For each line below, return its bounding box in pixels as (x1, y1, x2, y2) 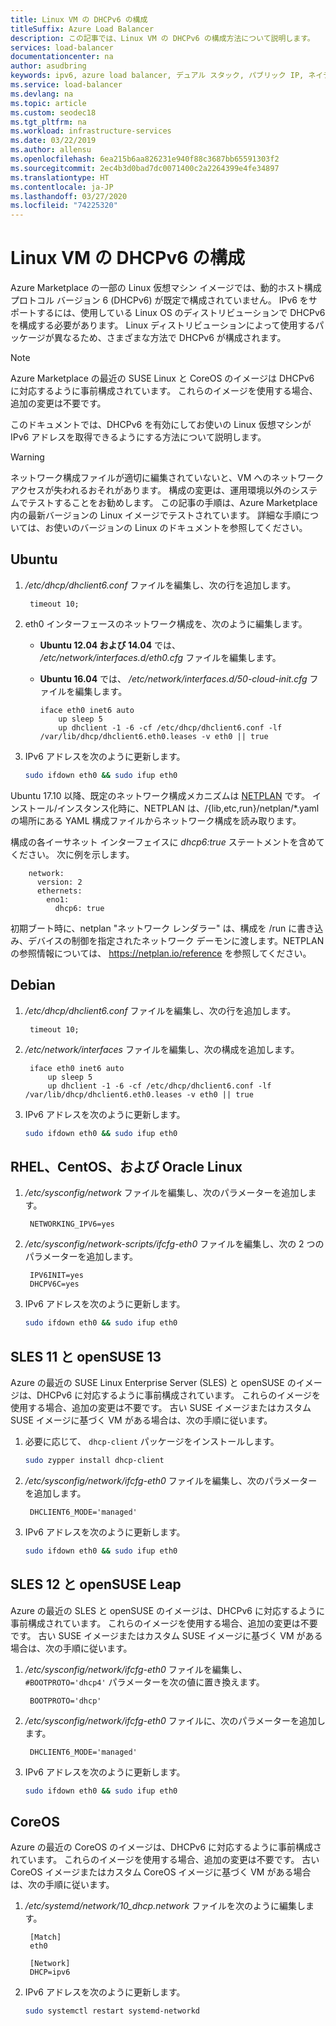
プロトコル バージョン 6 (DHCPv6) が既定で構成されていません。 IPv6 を (10, 294, 309, 306)
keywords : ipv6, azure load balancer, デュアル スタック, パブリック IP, (10, 71, 305, 81)
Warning (10, 451, 45, 463)
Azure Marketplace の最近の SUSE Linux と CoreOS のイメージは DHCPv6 (10, 372, 315, 385)
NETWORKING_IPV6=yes (29, 1219, 115, 1230)
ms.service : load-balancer (10, 80, 123, 90)
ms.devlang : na (10, 89, 74, 99)
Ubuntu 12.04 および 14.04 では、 (39, 639, 182, 651)
